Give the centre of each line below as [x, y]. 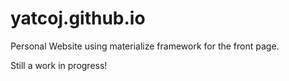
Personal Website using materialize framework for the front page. [145, 46]
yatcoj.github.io [78, 18]
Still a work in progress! [59, 65]
